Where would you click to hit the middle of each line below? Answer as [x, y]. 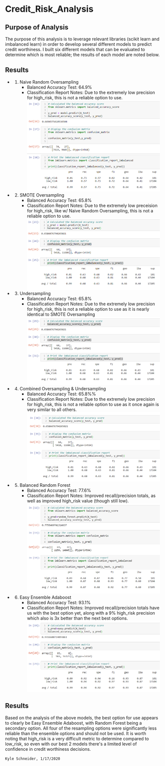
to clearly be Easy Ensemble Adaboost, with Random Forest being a [74, 723]
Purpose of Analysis [37, 27]
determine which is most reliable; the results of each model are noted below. [82, 55]
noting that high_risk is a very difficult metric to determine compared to [77, 738]
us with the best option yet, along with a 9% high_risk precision [91, 613]
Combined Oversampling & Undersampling [63, 389]
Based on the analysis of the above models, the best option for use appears [82, 718]
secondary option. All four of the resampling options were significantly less [81, 728]
